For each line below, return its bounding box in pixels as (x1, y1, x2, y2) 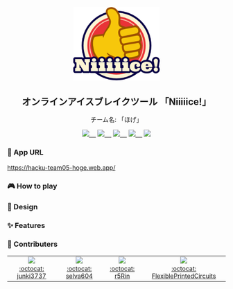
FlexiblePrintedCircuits (151, 272, 216, 280)
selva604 (65, 272, 94, 280)
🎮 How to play (7, 181, 58, 191)
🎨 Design (7, 202, 38, 212)
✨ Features (7, 221, 46, 231)
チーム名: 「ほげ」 (90, 116, 143, 124)
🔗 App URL (7, 148, 44, 157)
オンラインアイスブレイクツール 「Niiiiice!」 (21, 96, 212, 107)
